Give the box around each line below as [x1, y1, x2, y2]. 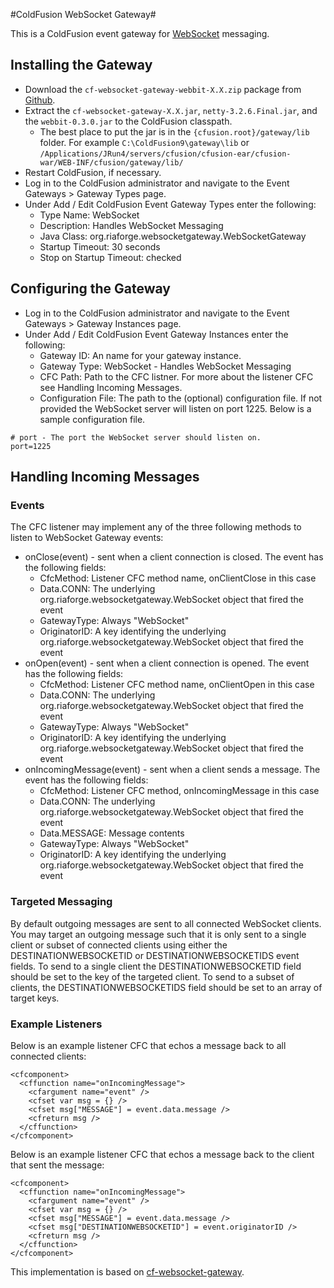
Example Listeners [10, 1017, 103, 1031]
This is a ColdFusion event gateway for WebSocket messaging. [10, 28, 270, 39]
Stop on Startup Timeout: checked [39, 251, 182, 263]
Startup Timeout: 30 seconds [39, 240, 161, 253]
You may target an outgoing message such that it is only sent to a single [10, 928, 307, 940]
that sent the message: [10, 1159, 105, 1171]
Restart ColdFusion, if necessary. [24, 166, 162, 178]
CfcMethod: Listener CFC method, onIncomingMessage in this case [39, 785, 320, 797]
